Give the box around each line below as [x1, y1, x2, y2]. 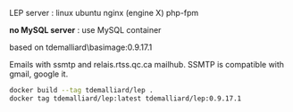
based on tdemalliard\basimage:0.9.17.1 [9, 42, 153, 52]
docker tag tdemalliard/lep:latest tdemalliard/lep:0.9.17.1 [9, 93, 242, 103]
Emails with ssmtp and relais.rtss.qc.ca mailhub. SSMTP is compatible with [9, 60, 284, 69]
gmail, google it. [9, 68, 69, 79]
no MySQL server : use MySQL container [9, 25, 162, 35]
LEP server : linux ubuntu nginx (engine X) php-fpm [9, 8, 199, 18]
